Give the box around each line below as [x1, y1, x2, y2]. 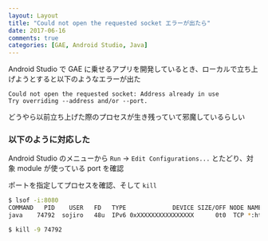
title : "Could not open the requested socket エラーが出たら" [8, 19, 211, 27]
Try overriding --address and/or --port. [8, 97, 148, 105]
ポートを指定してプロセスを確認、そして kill [8, 180, 157, 190]
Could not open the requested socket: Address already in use [8, 90, 219, 98]
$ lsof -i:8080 [8, 196, 59, 204]
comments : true [8, 34, 59, 42]
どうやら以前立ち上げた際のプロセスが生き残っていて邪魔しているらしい [8, 113, 246, 122]
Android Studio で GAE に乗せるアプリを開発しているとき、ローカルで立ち [8, 65, 251, 74]
